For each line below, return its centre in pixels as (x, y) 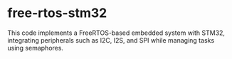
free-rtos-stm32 (57, 13)
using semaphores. (36, 48)
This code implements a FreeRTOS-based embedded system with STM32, (116, 33)
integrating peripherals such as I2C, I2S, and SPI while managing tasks (111, 40)
